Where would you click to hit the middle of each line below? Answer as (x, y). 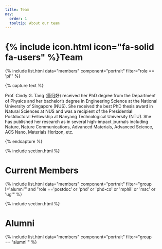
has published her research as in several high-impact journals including (77, 122)
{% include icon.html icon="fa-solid (80, 47)
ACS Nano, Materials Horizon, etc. (39, 132)
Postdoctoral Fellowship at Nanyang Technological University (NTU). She (78, 117)
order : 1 (18, 18)
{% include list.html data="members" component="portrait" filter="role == (80, 71)
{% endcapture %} (24, 142)
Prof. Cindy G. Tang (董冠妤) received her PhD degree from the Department (80, 96)
